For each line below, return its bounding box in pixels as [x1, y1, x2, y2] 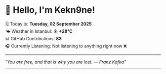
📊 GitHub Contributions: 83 [5, 35, 62, 41]
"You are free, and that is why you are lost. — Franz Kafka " [5, 59, 126, 65]
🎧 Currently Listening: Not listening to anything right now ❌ [5, 43, 127, 49]
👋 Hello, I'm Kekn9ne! [5, 4, 95, 16]
